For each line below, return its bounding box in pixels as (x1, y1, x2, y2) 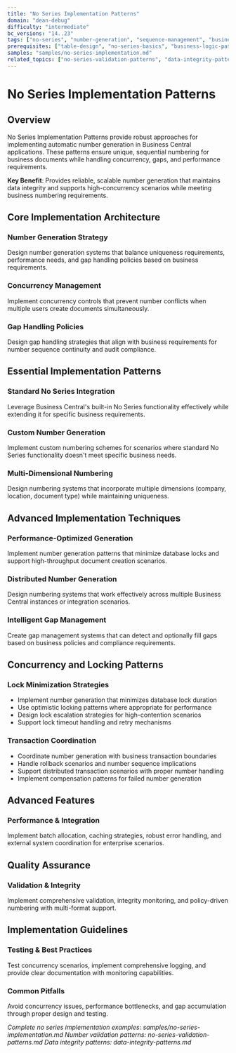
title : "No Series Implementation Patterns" (7, 10, 140, 18)
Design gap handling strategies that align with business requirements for (7, 338, 218, 346)
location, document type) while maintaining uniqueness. (7, 492, 170, 501)
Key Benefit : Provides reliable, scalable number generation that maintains (7, 176, 221, 185)
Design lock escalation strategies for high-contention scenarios (17, 710, 202, 720)
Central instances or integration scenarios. (7, 597, 131, 606)
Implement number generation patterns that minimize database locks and (7, 549, 220, 557)
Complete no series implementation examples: (7, 1023, 142, 1031)
